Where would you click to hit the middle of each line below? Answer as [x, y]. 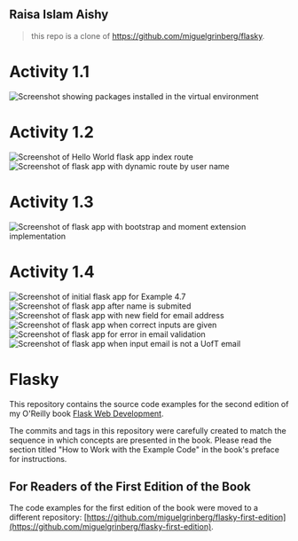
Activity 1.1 [50, 72]
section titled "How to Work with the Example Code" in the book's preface [144, 449]
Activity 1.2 [52, 132]
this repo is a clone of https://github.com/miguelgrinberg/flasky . [148, 35]
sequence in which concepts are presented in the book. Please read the [141, 440]
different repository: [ [48, 517]
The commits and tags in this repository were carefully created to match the [148, 430]
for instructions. [38, 459]
